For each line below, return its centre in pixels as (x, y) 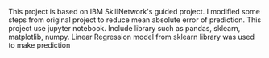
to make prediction (39, 45)
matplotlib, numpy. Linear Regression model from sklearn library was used (132, 37)
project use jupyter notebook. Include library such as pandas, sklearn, (124, 28)
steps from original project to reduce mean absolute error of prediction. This (135, 20)
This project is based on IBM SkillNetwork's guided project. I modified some (134, 12)
